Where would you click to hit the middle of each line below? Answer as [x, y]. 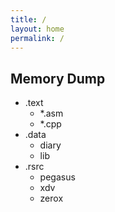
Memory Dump [58, 78]
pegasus [57, 177]
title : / [28, 19]
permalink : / [37, 38]
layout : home [37, 29]
